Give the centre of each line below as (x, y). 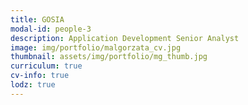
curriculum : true (46, 66)
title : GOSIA (37, 19)
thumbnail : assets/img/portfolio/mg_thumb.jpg (109, 57)
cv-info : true (40, 76)
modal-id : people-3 (51, 29)
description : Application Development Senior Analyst (125, 38)
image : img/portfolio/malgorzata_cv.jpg (96, 47)
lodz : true (33, 85)
